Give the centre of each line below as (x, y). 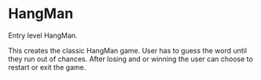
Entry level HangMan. (43, 35)
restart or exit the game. (47, 67)
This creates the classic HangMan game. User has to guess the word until (128, 50)
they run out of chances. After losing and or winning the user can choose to (130, 59)
